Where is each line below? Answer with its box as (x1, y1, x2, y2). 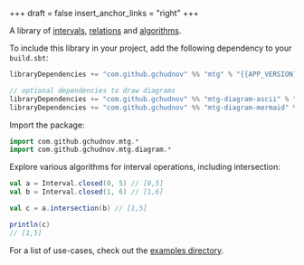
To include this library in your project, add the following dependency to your (9, 43, 292, 53)
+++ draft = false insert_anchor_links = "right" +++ (9, 8, 199, 18)
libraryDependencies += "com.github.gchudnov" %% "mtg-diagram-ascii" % (9, 94, 290, 103)
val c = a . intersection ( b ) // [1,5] (9, 203, 147, 213)
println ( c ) (9, 220, 51, 229)
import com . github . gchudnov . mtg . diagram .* (9, 145, 172, 155)
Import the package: (9, 119, 85, 130)
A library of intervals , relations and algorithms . (9, 25, 182, 35)
